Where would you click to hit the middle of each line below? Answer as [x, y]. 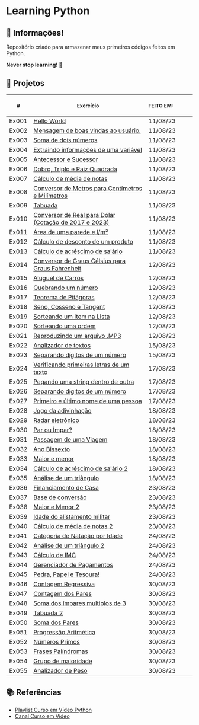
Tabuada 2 [48, 613]
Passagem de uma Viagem [70, 439]
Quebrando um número [66, 288]
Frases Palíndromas [61, 651]
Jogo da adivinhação [62, 410]
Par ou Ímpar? [53, 430]
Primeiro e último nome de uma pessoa [88, 401]
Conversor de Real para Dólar [74, 215]
